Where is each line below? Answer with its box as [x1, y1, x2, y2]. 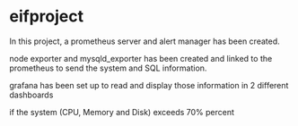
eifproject [9, 6, 83, 27]
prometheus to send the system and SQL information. [9, 63, 207, 73]
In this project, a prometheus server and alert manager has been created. [9, 36, 280, 46]
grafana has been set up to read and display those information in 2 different [9, 80, 289, 90]
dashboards [9, 89, 54, 100]
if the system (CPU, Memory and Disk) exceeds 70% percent [9, 106, 235, 117]
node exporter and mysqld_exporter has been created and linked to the [9, 53, 273, 63]
